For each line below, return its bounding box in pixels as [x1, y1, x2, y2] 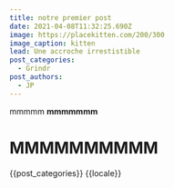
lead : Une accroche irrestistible [9, 47, 141, 56]
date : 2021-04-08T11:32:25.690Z [9, 22, 132, 31]
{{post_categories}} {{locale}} [9, 167, 122, 178]
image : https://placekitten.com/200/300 [9, 30, 166, 39]
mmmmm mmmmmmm [9, 105, 98, 116]
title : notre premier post [9, 13, 112, 23]
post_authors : [9, 73, 64, 82]
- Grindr [17, 64, 51, 74]
